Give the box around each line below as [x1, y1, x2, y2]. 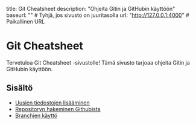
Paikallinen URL [6, 18, 45, 25]
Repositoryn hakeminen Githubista [14, 105, 101, 112]
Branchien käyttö [14, 112, 58, 119]
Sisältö [6, 83, 33, 93]
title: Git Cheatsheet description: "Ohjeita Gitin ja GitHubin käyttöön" [6, 5, 175, 12]
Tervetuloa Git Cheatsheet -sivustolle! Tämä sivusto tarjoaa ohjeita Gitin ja [6, 59, 190, 66]
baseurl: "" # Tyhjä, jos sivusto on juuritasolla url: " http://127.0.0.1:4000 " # [6, 11, 189, 19]
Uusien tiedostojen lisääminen [14, 99, 90, 106]
